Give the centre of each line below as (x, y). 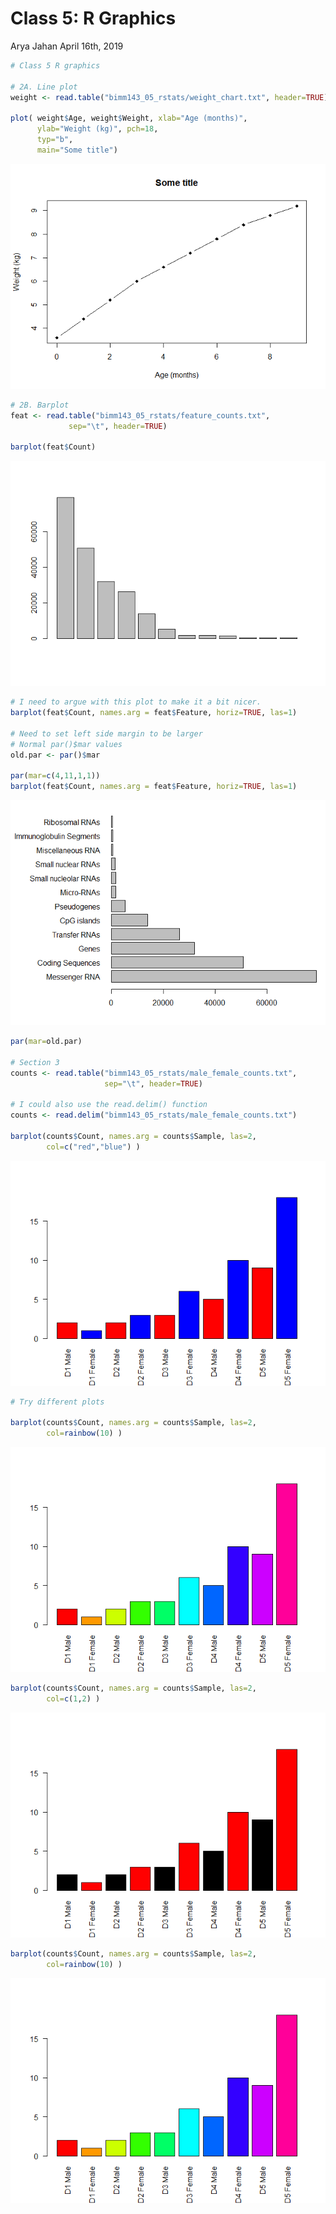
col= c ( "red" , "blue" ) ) (93, 1147)
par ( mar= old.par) (46, 1042)
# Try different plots (57, 1402)
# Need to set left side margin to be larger (106, 733)
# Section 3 (35, 1062)
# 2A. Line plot (44, 87)
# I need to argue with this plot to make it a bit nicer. (136, 702)
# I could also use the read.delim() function (109, 1105)
